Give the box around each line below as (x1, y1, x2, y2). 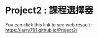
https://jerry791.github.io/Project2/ (5, 27, 78, 33)
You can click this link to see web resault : (5, 21, 93, 28)
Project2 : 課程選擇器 (5, 5, 94, 16)
